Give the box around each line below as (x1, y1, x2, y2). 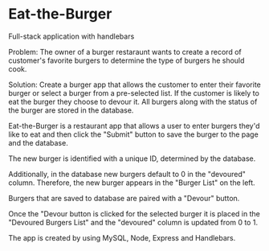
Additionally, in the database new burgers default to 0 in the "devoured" (8, 169, 247, 179)
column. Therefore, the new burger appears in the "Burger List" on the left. (8, 178, 255, 187)
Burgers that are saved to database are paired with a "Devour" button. (8, 193, 240, 203)
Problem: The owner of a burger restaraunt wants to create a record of (8, 47, 243, 56)
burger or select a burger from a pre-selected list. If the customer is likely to (8, 88, 259, 97)
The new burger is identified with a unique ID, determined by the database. (8, 154, 256, 163)
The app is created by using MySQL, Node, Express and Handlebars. (8, 232, 236, 242)
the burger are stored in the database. (8, 105, 134, 115)
